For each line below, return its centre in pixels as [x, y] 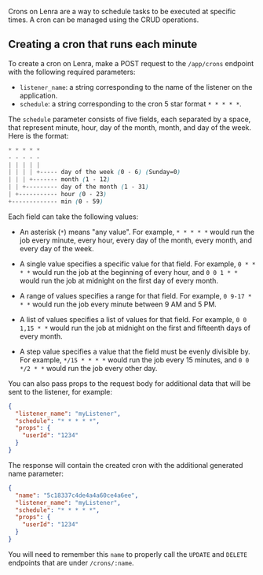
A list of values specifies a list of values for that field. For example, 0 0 [133, 319]
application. [38, 95]
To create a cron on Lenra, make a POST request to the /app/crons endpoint [131, 63]
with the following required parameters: [72, 72]
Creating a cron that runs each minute [103, 45]
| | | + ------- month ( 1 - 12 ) [59, 180]
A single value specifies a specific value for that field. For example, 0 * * [137, 264]
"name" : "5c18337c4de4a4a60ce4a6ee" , [77, 495]
